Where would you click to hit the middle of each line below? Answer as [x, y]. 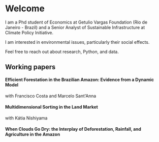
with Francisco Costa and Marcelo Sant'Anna [51, 96]
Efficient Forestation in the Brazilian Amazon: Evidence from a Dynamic [79, 80]
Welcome [25, 9]
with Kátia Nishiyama [26, 118]
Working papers [30, 67]
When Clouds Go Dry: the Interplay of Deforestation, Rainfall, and [73, 129]
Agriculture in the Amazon [33, 134]
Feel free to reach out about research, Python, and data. [62, 52]
